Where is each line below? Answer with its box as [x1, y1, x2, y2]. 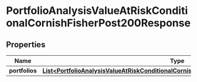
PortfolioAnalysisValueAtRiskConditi [6, 4, 188, 17]
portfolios [9, 67, 37, 74]
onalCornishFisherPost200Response [6, 16, 191, 30]
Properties [6, 40, 46, 49]
